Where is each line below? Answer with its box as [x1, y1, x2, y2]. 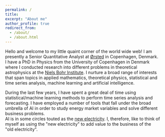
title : [5, 12, 19, 17]
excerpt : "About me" [5, 16, 48, 21]
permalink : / [5, 7, 32, 12]
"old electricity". [5, 126, 38, 132]
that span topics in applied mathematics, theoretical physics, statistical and [5, 75, 158, 81]
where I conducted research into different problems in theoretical [5, 64, 137, 70]
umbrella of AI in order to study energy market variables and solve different [5, 105, 158, 111]
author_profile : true [5, 21, 50, 26]
